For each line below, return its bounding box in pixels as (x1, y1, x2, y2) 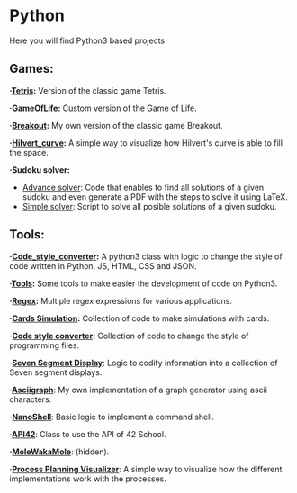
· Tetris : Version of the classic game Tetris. (9, 85, 166, 95)
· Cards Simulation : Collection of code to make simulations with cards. (9, 312, 270, 324)
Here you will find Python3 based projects (9, 35, 165, 46)
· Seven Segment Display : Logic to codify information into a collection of (9, 357, 278, 368)
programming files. (9, 339, 79, 351)
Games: (9, 61, 54, 76)
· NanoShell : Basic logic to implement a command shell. (9, 411, 214, 422)
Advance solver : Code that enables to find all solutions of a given (22, 182, 265, 193)
